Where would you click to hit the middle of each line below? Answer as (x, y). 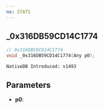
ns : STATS (19, 12)
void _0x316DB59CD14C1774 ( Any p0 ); (51, 56)
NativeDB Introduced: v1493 (41, 67)
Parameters (29, 85)
